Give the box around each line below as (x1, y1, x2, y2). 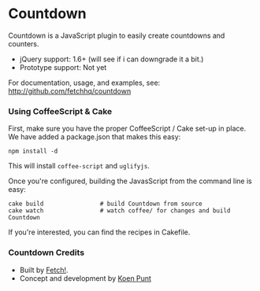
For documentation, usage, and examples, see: (8, 78, 161, 87)
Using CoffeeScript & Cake (8, 105, 113, 116)
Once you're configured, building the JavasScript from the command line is (8, 176, 252, 186)
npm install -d (8, 147, 58, 156)
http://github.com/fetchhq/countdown (8, 86, 132, 95)
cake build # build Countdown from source (8, 200, 202, 208)
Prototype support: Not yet (19, 62, 107, 72)
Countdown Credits (8, 247, 85, 258)
